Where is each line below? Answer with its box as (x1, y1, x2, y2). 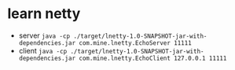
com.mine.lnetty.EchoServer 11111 (79, 39, 192, 47)
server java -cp (18, 31, 71, 40)
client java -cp (18, 46, 68, 55)
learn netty (7, 5, 81, 23)
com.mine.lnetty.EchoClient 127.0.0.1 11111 (79, 54, 227, 62)
